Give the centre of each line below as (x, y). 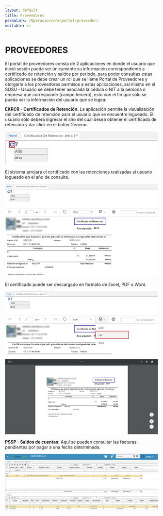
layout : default (21, 10)
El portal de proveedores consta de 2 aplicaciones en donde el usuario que (80, 64)
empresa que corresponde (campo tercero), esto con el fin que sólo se (76, 95)
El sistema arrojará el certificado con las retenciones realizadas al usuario (79, 172)
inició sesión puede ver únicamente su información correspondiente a (75, 69)
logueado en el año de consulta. (37, 177)
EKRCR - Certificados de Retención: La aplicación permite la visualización (80, 109)
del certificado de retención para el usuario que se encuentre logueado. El (79, 115)
